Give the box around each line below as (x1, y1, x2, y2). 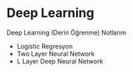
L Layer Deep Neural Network (16, 56, 103, 65)
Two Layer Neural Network (16, 49, 95, 58)
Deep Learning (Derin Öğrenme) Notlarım (6, 28, 127, 37)
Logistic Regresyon (16, 42, 73, 50)
